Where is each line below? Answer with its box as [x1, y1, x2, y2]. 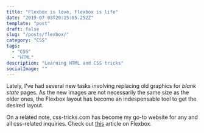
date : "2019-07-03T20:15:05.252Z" [6, 15, 94, 21]
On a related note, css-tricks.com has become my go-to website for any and [6, 113, 198, 121]
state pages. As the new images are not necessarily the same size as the [6, 89, 189, 96]
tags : [6, 43, 20, 49]
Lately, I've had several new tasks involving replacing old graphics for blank [6, 82, 196, 90]
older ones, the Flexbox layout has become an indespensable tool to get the [6, 95, 197, 102]
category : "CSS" [6, 37, 47, 43]
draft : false [6, 26, 40, 32]
